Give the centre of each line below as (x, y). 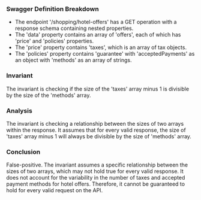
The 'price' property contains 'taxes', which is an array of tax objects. (101, 47)
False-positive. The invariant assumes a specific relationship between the (97, 165)
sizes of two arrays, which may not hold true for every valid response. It (95, 171)
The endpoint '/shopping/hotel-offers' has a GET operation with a (96, 22)
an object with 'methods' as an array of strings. (73, 60)
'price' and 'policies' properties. (54, 41)
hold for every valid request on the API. (55, 190)
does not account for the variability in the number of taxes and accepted (96, 178)
